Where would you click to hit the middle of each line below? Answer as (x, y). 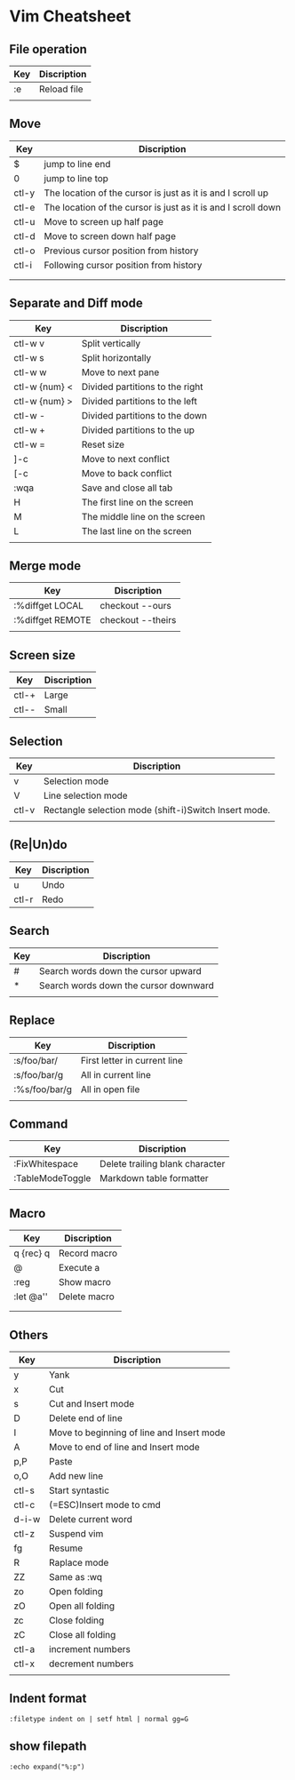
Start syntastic (79, 1490)
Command (39, 1124)
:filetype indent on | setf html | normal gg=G (99, 1719)
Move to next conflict (126, 459)
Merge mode (45, 566)
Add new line (76, 1475)
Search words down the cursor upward (120, 970)
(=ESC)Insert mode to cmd (105, 1505)
